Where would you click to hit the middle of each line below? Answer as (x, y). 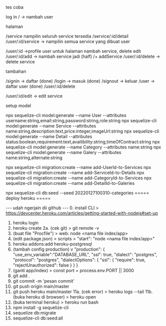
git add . (21, 276)
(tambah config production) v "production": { (59, 249)
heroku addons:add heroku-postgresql (52, 244)
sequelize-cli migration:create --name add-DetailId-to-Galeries (70, 183)
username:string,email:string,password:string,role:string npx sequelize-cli (81, 121)
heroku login (26, 223)
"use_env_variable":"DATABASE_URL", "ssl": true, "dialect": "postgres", (85, 254)
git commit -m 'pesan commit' (44, 281)
